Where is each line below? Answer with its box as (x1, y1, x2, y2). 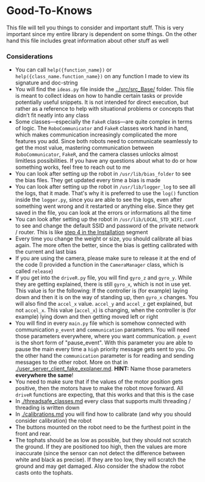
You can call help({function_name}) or (15, 66, 112, 73)
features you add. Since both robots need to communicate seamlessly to (15, 138, 198, 145)
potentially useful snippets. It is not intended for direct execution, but (15, 98, 189, 106)
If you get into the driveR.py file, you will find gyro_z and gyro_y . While (15, 274, 192, 281)
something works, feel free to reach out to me (15, 163, 131, 171)
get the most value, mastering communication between (15, 144, 154, 152)
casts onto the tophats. (15, 469, 73, 476)
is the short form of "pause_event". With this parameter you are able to (15, 339, 193, 346)
